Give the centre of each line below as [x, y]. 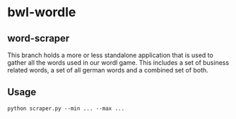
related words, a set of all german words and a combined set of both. [108, 70]
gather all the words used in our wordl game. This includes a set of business [118, 63]
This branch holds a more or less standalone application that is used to [110, 55]
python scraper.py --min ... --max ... [66, 108]
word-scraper [39, 38]
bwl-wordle [42, 12]
